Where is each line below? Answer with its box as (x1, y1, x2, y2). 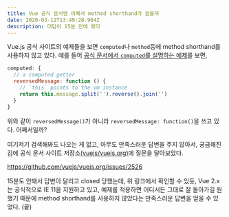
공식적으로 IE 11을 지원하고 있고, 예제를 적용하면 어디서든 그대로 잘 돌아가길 (14, 185, 215, 194)
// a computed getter (13, 72, 76, 79)
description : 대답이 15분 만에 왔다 (7, 23, 101, 30)
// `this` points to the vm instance (19, 84, 128, 91)
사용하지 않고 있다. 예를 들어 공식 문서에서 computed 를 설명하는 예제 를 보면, (7, 51, 208, 59)
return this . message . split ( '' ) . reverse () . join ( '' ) (19, 90, 168, 97)
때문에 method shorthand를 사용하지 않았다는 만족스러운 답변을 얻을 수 (19, 194, 212, 202)
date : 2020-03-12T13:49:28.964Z (7, 17, 100, 23)
